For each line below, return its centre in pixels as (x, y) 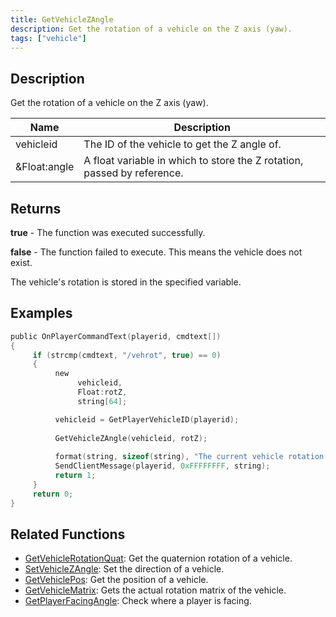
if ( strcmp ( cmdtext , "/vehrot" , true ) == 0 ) (127, 355)
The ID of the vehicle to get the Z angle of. (182, 144)
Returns (36, 208)
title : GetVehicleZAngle (62, 19)
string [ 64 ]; (102, 401)
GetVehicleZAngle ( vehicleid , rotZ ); (131, 438)
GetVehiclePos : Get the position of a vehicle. (116, 580)
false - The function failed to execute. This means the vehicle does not (156, 252)
